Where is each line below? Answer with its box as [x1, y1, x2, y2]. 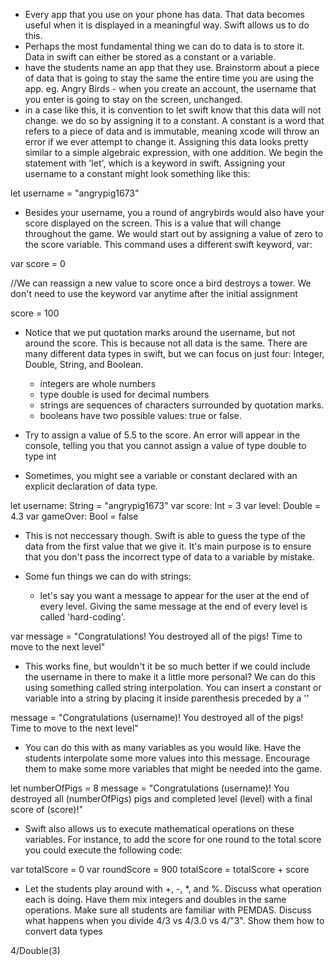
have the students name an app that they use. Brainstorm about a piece [24, 62, 320, 73]
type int [24, 450, 57, 462]
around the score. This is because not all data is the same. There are [24, 337, 308, 349]
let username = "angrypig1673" [10, 187, 140, 199]
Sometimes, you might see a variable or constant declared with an [24, 470, 298, 481]
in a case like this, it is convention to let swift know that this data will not [24, 104, 322, 116]
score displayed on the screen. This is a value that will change [24, 217, 282, 229]
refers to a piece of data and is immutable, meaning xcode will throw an [24, 125, 320, 137]
